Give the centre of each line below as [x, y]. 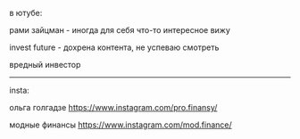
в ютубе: [26, 13]
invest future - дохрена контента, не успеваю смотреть [114, 47]
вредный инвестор [45, 65]
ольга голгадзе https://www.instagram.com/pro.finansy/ [113, 107]
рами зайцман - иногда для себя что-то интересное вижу [120, 30]
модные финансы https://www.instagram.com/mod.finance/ [121, 125]
